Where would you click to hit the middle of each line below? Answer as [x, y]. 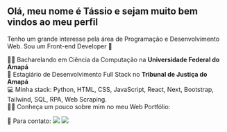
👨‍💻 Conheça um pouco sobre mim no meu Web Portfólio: [89, 106]
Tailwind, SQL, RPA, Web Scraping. [57, 99]
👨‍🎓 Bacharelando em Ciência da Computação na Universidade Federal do [113, 59]
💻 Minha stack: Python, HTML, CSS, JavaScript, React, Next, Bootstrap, [110, 89]
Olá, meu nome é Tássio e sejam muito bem [102, 11]
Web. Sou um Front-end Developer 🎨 [60, 46]
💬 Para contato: [30, 121]
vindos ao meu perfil [53, 22]
